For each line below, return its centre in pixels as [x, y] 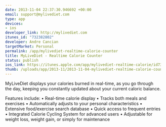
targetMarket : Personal [30, 46]
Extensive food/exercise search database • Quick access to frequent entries [83, 109]
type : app [15, 19]
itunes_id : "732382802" [30, 38]
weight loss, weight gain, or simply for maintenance [58, 119]
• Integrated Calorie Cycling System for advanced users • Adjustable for [79, 114]
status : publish [22, 60]
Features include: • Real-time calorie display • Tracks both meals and [76, 98]
